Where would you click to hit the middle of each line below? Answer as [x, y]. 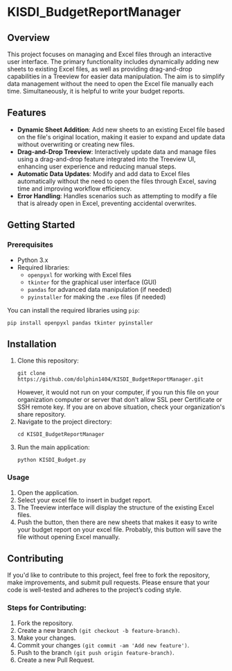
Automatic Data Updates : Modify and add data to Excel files [104, 173]
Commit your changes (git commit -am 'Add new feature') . [103, 645]
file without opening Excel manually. [69, 537]
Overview [29, 38]
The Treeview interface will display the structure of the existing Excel [116, 507]
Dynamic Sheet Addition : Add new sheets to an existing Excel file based [121, 130]
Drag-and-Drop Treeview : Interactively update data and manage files [117, 151]
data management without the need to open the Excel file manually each [110, 84]
